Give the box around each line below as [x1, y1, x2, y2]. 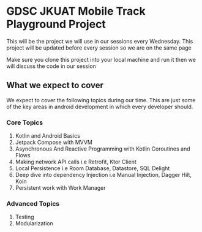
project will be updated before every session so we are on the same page [6, 44, 192, 51]
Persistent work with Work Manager [15, 184, 106, 192]
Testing [15, 213, 35, 221]
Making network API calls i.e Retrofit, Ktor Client [15, 158, 137, 166]
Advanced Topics [6, 199, 60, 208]
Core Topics [6, 118, 43, 127]
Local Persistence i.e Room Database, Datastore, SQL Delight [15, 165, 170, 172]
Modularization [15, 220, 53, 227]
